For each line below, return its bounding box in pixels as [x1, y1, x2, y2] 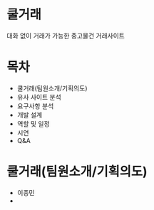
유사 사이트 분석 [16, 93, 61, 101]
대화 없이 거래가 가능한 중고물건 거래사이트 [6, 31, 125, 40]
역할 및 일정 [16, 119, 51, 128]
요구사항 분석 [16, 101, 54, 110]
